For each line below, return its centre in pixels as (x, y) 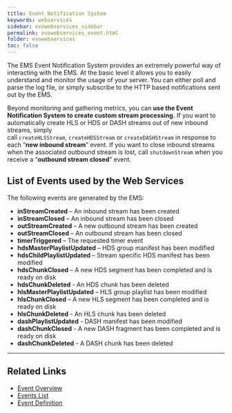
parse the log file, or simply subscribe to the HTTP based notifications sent (114, 87)
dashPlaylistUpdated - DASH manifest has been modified (100, 321)
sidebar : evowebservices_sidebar (55, 26)
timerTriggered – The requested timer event (80, 240)
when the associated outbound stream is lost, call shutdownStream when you (115, 152)
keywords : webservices (40, 20)
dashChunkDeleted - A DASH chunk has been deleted (95, 343)
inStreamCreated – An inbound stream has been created (98, 211)
